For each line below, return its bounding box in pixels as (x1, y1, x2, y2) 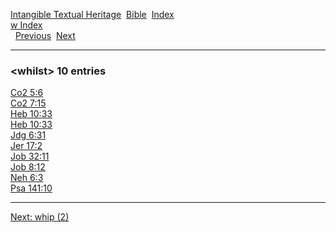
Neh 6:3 (10, 172, 44, 184)
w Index (10, 19, 43, 31)
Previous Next (14, 30, 76, 41)
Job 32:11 (10, 150, 50, 163)
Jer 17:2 (10, 140, 43, 152)
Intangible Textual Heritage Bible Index (10, 9, 175, 20)
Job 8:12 (10, 161, 46, 173)
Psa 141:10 (10, 182, 53, 194)
